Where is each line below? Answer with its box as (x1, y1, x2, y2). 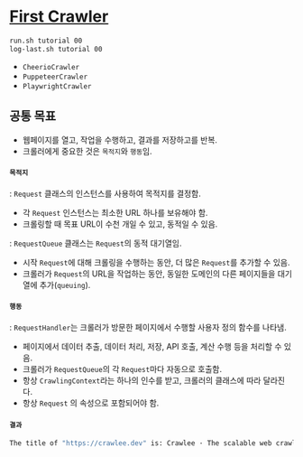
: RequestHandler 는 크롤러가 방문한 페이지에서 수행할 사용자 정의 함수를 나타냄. (9, 322, 287, 332)
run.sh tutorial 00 (9, 36, 83, 45)
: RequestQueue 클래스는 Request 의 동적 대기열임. (9, 238, 182, 248)
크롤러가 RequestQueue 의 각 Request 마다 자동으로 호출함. (22, 363, 223, 374)
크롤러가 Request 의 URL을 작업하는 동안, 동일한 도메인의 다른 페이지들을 (22, 268, 276, 279)
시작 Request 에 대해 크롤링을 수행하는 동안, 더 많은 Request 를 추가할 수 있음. (22, 256, 290, 267)
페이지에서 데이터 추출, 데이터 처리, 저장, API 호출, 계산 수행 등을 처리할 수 (22, 340, 282, 351)
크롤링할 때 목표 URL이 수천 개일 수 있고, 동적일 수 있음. (22, 219, 218, 229)
